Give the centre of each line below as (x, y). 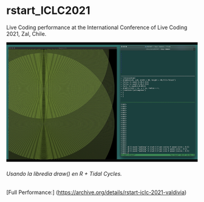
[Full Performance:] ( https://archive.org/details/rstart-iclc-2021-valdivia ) (97, 192)
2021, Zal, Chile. (26, 33)
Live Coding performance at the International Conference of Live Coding (97, 27)
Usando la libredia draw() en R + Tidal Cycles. (64, 173)
